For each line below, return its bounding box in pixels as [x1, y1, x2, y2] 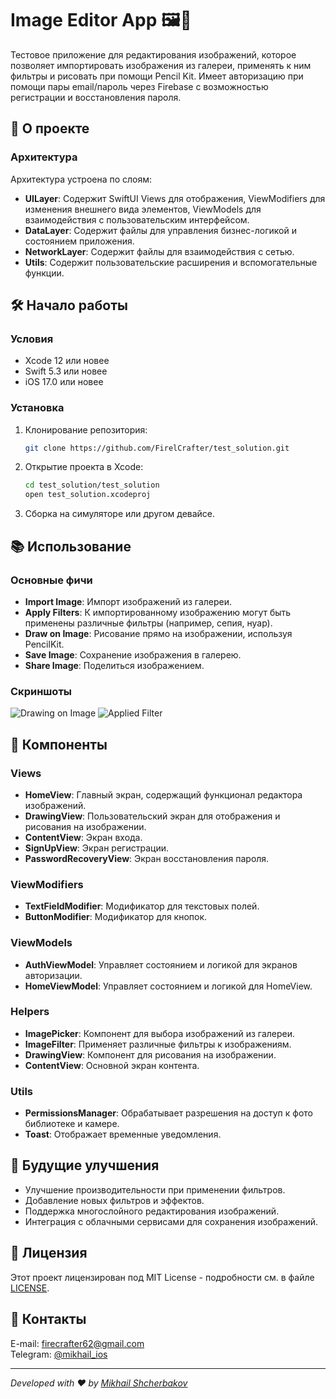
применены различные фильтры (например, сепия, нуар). [24, 617, 273, 629]
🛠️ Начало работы [10, 297, 128, 314]
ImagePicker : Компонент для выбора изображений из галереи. [24, 1027, 296, 1039]
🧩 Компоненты [10, 736, 108, 753]
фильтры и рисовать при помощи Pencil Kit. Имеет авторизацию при [10, 70, 304, 82]
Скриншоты [10, 684, 73, 698]
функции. [24, 267, 65, 279]
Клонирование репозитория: [24, 423, 148, 436]
